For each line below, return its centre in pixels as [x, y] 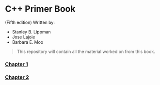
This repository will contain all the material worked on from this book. [86, 51]
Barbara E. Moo [28, 42]
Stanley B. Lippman [31, 32]
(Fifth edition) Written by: [30, 22]
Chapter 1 [16, 64]
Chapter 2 [17, 77]
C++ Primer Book [40, 9]
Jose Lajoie [24, 37]
